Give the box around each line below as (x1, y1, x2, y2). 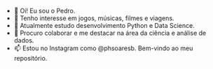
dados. (13, 36, 34, 45)
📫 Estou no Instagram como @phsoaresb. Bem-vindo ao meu (13, 44, 193, 52)
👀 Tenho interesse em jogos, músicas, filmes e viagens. (13, 14, 174, 22)
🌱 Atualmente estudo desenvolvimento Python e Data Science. (13, 22, 195, 29)
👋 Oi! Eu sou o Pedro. (13, 7, 76, 15)
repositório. (13, 54, 48, 62)
